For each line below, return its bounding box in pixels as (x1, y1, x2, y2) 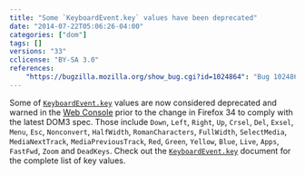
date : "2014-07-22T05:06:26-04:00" (9, 22, 144, 31)
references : (9, 64, 54, 73)
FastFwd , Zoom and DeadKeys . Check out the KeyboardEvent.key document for (9, 145, 291, 156)
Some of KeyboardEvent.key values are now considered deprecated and (9, 97, 277, 108)
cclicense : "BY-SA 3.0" (9, 55, 100, 64)
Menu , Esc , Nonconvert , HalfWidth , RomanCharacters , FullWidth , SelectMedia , (9, 126, 288, 137)
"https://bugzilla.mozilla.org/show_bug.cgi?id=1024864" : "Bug (25, 73, 271, 82)
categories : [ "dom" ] (9, 30, 88, 39)
